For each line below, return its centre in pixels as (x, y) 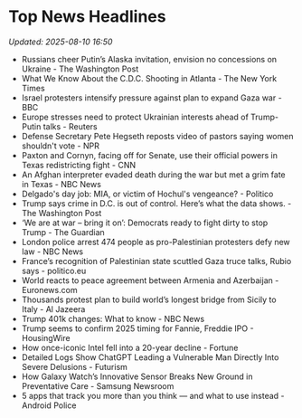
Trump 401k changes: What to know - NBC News (113, 318)
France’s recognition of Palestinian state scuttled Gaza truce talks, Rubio (156, 261)
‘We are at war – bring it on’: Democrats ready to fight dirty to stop (145, 223)
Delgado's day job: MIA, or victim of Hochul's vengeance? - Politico (147, 194)
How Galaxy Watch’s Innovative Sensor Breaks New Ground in (137, 376)
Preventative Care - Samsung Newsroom (98, 385)
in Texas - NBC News (61, 184)
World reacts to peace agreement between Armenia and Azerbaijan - (150, 280)
